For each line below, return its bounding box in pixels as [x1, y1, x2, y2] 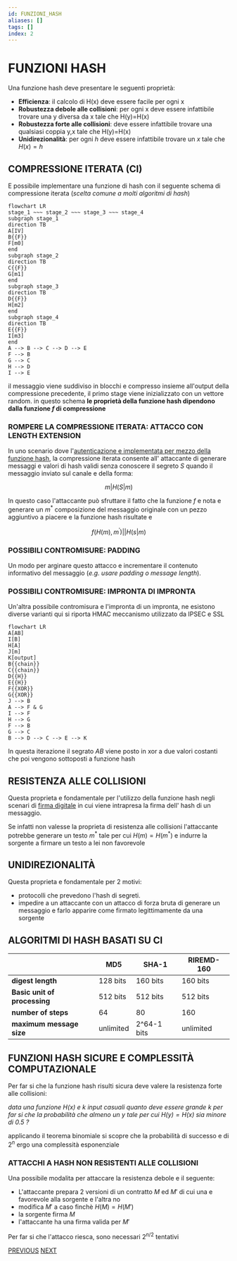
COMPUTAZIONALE [8, 1063, 97, 1075]
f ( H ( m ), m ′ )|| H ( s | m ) [91, 526, 146, 536]
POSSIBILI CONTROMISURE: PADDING [8, 545, 141, 555]
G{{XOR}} [8, 692, 34, 699]
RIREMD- [188, 955, 220, 965]
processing [11, 996, 51, 1006]
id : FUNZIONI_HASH [8, 10, 62, 18]
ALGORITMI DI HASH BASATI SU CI [8, 934, 163, 946]
